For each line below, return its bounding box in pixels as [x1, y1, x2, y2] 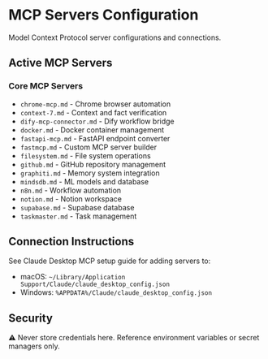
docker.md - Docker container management [19, 124, 165, 135]
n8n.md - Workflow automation [19, 185, 122, 195]
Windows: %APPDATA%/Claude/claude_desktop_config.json [19, 288, 213, 297]
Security [8, 311, 53, 325]
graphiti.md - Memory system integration [19, 168, 160, 178]
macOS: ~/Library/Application [19, 272, 126, 282]
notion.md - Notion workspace [19, 193, 122, 204]
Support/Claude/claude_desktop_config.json [19, 280, 171, 289]
